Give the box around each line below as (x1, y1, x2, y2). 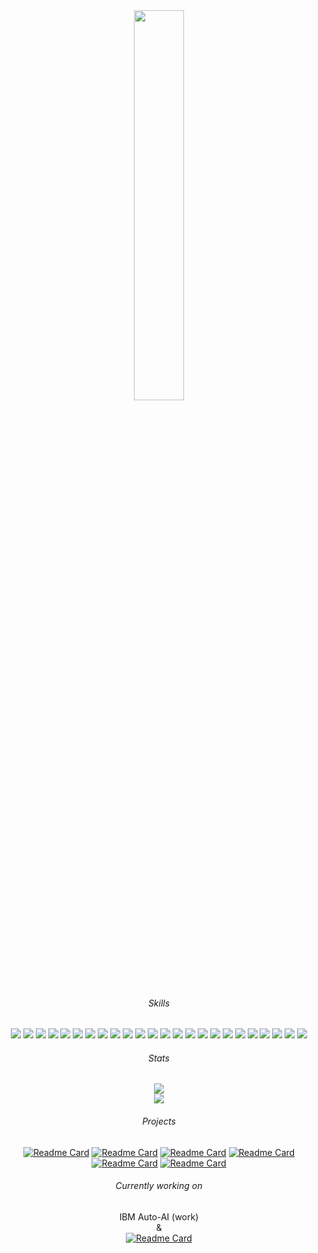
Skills (147, 997, 171, 1009)
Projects (142, 1115, 176, 1127)
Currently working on (115, 1180, 203, 1192)
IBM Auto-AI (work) (119, 1210, 199, 1223)
